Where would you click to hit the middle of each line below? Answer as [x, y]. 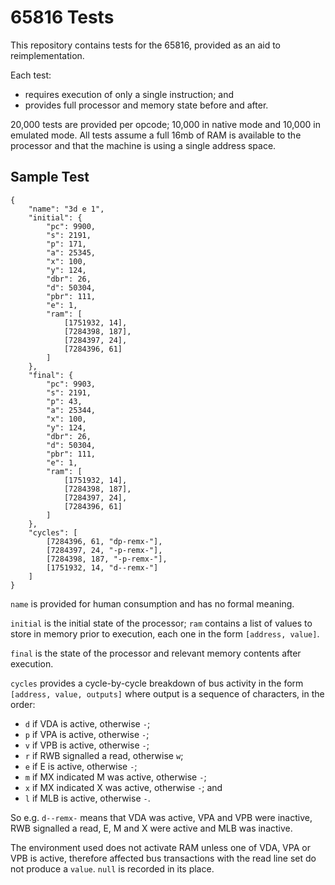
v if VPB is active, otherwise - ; [87, 745]
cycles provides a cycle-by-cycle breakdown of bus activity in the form [157, 683]
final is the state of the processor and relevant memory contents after [156, 653]
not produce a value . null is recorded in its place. [112, 868]
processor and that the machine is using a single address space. [143, 145]
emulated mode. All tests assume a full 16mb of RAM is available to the [156, 135]
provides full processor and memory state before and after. [146, 105]
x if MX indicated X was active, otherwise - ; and [123, 787]
